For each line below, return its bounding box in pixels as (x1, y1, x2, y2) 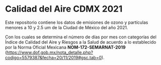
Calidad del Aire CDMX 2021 (5, 3, 123, 15)
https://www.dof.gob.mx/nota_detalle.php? (6, 49, 93, 55)
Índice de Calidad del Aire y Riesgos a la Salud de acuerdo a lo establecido (5, 39, 156, 45)
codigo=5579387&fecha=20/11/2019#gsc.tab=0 (5, 54, 102, 60)
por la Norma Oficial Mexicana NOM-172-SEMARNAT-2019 (5, 44, 126, 50)
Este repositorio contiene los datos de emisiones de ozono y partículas (5, 19, 148, 25)
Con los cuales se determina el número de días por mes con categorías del (5, 34, 157, 40)
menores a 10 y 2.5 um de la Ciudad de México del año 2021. (5, 24, 129, 30)
